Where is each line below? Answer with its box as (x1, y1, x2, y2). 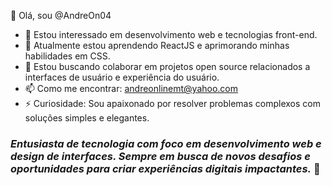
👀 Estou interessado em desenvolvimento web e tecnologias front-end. (24, 29, 318, 40)
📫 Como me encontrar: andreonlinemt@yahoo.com (24, 83, 239, 94)
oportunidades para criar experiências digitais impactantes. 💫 (10, 161, 321, 175)
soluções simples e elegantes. (24, 112, 150, 124)
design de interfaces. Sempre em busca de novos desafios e (10, 149, 311, 163)
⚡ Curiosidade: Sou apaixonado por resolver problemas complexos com (24, 98, 321, 109)
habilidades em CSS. (24, 50, 111, 62)
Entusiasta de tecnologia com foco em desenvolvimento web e (10, 136, 322, 150)
